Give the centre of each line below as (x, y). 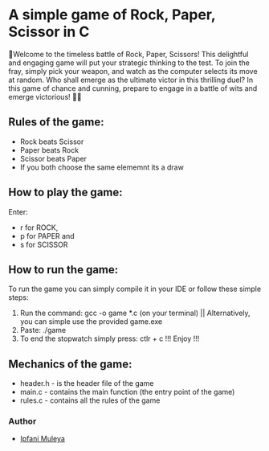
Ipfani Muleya (43, 439)
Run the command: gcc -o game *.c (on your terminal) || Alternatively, (135, 313)
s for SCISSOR (44, 244)
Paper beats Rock (49, 150)
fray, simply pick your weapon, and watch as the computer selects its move (133, 71)
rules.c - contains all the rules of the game (90, 400)
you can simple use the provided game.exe (91, 322)
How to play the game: (65, 193)
